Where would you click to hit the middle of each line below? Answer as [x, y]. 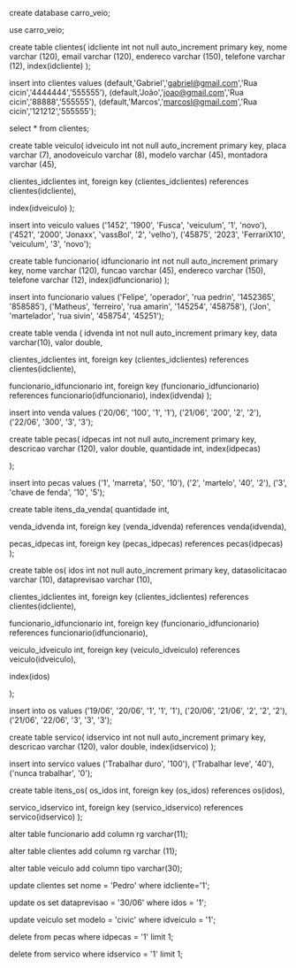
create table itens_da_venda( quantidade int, [89, 509]
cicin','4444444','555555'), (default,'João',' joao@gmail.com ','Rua [127, 92]
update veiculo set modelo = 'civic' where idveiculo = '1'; [113, 920]
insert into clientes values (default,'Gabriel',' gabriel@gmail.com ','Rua [133, 83]
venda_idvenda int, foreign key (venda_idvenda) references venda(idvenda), [148, 526]
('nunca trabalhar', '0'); [51, 773]
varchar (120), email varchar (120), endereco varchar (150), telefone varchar [147, 56]
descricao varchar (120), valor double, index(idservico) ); [113, 746]
